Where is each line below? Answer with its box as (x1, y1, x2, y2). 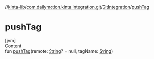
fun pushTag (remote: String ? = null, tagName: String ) (5, 48, 113, 54)
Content (5, 43, 22, 49)
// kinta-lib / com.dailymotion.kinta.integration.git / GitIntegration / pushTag (5, 4, 150, 10)
